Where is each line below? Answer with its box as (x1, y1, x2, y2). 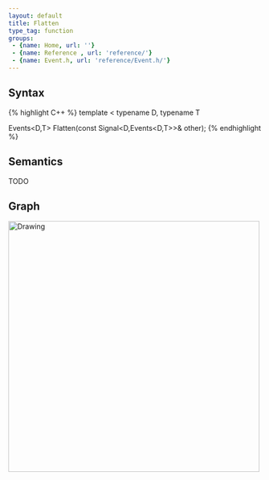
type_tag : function (8, 26, 74, 35)
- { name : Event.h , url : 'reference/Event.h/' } (11, 57, 171, 65)
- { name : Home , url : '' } (11, 42, 95, 50)
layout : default (8, 11, 63, 20)
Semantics (8, 155, 63, 169)
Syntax (8, 86, 45, 100)
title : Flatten (8, 19, 59, 27)
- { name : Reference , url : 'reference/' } (11, 49, 153, 57)
